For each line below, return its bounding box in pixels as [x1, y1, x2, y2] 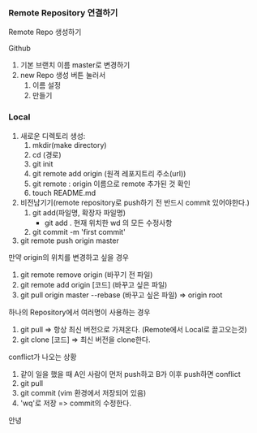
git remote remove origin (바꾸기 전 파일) [19, 270, 153, 279]
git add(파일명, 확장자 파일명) [32, 207, 126, 217]
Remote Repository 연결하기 [8, 6, 118, 18]
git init [32, 158, 54, 168]
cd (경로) [32, 149, 62, 159]
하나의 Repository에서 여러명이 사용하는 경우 [8, 307, 151, 317]
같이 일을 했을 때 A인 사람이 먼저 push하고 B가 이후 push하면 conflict [19, 369, 241, 379]
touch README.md [32, 188, 96, 197]
